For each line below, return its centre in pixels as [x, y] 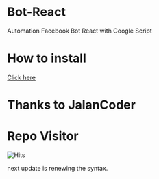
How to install [47, 58]
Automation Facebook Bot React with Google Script [79, 31]
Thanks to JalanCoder [71, 105]
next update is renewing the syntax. [58, 168]
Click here [22, 77]
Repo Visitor [43, 136]
